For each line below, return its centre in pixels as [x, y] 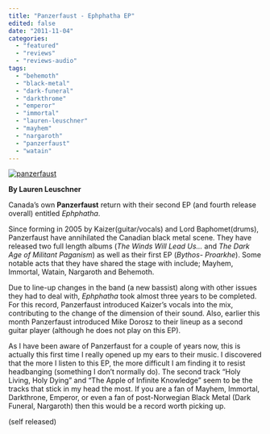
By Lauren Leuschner [45, 190]
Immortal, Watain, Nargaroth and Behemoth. [81, 272]
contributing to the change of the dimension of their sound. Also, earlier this [134, 313]
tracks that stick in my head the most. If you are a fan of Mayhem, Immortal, [134, 389]
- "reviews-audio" [47, 61]
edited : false [32, 23]
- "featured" [37, 46]
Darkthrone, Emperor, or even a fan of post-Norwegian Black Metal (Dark [130, 398]
